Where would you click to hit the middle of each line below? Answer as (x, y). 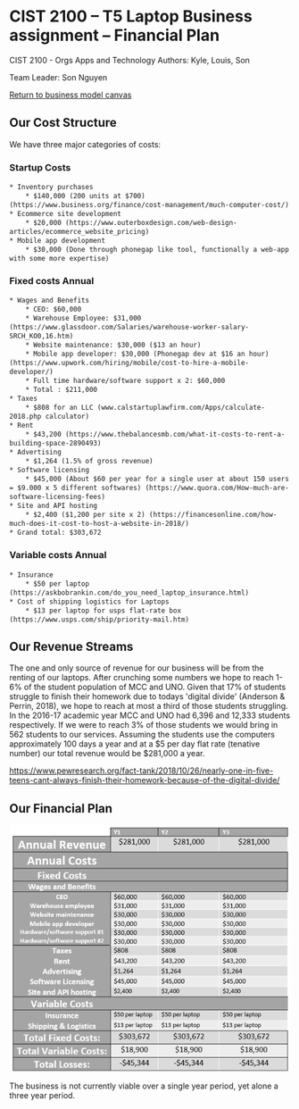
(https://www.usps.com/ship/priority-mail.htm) (100, 619)
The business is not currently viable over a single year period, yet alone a (144, 1086)
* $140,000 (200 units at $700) (85, 196)
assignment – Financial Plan (115, 35)
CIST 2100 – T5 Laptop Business (131, 17)
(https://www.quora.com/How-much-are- (217, 488)
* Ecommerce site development (66, 214)
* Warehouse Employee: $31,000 (83, 319)
